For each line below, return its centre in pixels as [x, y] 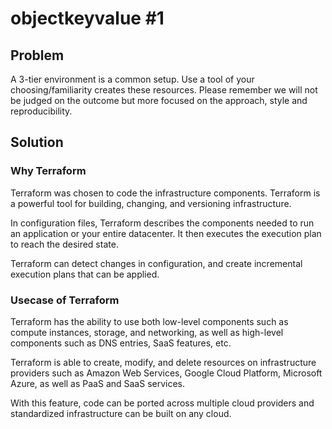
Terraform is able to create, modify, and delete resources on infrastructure [163, 362]
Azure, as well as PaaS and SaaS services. [98, 383]
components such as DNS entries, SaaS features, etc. [121, 343]
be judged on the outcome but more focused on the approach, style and [159, 100]
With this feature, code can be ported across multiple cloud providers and [162, 403]
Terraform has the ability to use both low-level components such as [149, 321]
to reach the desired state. [64, 244]
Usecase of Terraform [65, 300]
